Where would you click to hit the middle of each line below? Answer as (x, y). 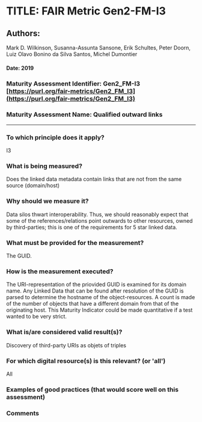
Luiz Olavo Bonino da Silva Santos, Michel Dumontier (72, 54)
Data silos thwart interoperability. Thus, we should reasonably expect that (97, 214)
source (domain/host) (33, 185)
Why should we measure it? (47, 201)
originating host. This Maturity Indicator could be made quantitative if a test (99, 310)
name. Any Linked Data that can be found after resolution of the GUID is (95, 291)
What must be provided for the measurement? (75, 243)
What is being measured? (44, 166)
